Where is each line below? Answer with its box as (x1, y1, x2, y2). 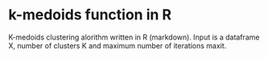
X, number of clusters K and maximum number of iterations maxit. (8, 40, 227, 50)
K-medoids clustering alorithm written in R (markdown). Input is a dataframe (8, 32, 260, 42)
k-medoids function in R (8, 6, 171, 24)
